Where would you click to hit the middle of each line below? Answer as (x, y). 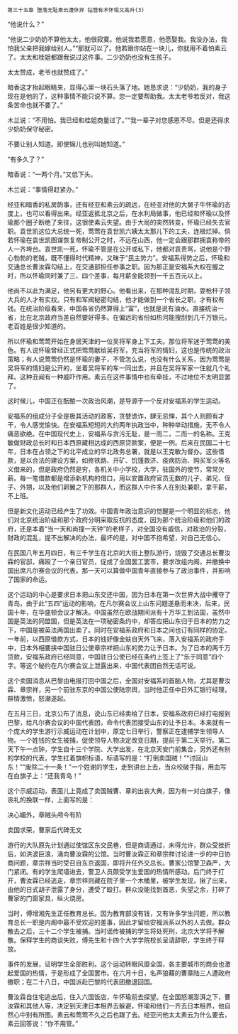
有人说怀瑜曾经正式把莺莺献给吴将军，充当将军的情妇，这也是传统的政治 (125, 350)
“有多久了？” (26, 159)
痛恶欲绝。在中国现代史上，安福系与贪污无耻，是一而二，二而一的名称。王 (116, 433)
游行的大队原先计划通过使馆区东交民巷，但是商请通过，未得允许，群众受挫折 (119, 845)
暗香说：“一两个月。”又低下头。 (52, 174)
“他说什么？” (26, 24)
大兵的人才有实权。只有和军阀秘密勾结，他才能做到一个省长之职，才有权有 (116, 300)
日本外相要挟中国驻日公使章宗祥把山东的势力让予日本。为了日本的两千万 (125, 648)
